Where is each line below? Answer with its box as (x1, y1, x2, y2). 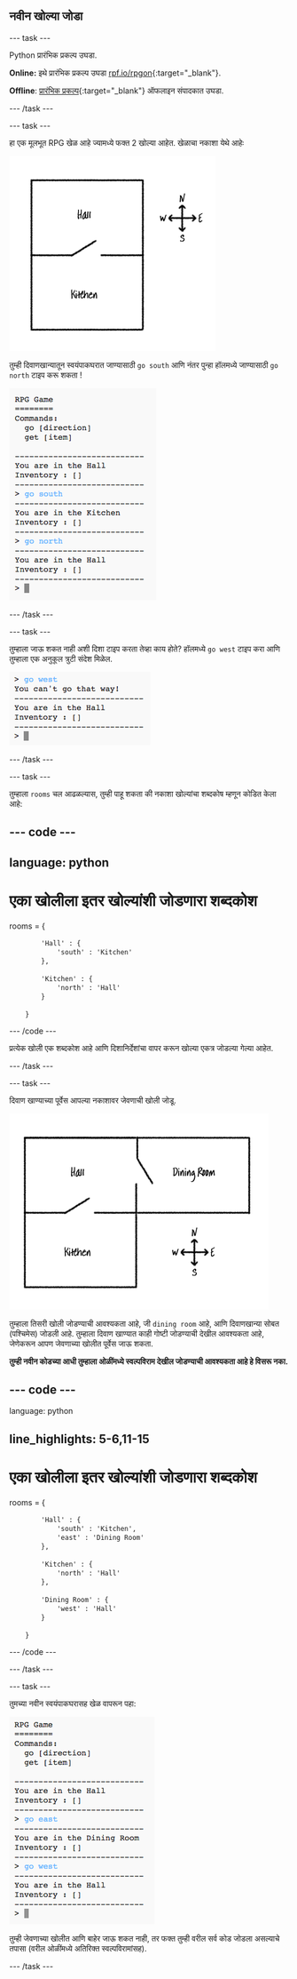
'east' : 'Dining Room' (56, 1533, 145, 1542)
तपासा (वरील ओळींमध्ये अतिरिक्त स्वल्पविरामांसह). (9, 1943, 148, 1953)
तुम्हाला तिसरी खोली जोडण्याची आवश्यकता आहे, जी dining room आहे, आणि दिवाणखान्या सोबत (9, 1318, 279, 1329)
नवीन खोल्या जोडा (9, 9, 83, 24)
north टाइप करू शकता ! (9, 370, 82, 380)
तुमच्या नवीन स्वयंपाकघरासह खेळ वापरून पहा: (9, 1698, 137, 1709)
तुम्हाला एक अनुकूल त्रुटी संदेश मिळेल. (9, 653, 113, 664)
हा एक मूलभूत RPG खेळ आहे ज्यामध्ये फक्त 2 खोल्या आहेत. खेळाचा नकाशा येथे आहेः (9, 137, 244, 148)
